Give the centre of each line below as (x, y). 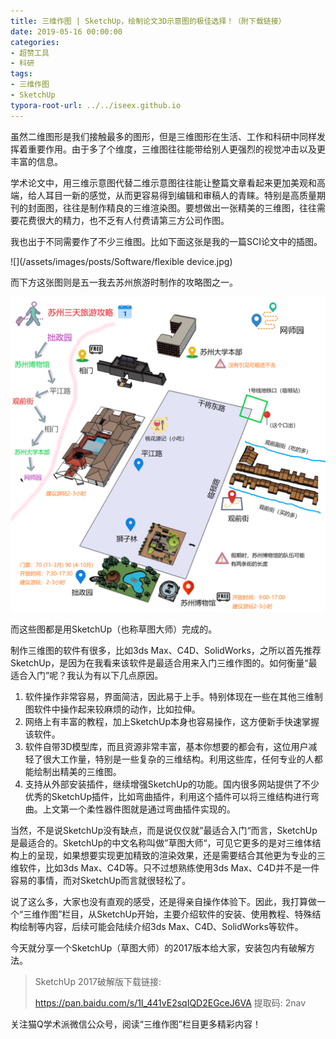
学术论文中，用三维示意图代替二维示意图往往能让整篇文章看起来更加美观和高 (168, 182)
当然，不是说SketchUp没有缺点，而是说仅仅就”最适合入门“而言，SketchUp (164, 830)
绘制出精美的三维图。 (77, 771)
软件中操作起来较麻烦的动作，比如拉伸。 (117, 709)
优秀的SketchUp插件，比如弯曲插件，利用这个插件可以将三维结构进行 (168, 796)
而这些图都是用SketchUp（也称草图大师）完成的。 (114, 629)
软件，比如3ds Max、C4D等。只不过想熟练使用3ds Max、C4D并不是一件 (169, 867)
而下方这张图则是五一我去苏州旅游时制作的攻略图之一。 (124, 282)
